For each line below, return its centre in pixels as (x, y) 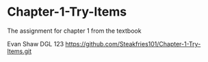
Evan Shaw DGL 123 (36, 44)
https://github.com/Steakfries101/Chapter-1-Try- (133, 44)
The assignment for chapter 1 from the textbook (74, 31)
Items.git (19, 51)
